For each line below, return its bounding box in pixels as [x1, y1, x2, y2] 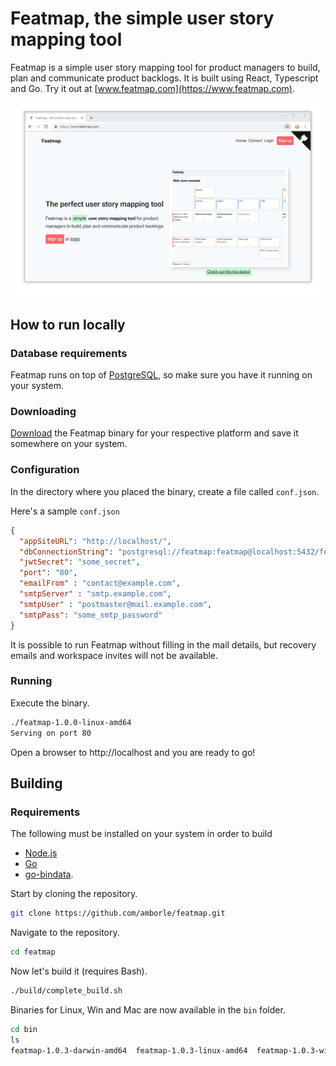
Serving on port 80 [10, 728, 92, 738]
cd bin [10, 1024, 38, 1034]
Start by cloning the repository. [10, 888, 138, 900]
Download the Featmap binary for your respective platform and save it [10, 427, 299, 439]
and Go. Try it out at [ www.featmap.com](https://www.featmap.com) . [10, 82, 296, 94]
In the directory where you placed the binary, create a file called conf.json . [10, 485, 320, 497]
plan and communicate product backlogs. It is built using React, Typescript [10, 72, 319, 84]
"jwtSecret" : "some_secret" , [19, 557, 141, 567]
